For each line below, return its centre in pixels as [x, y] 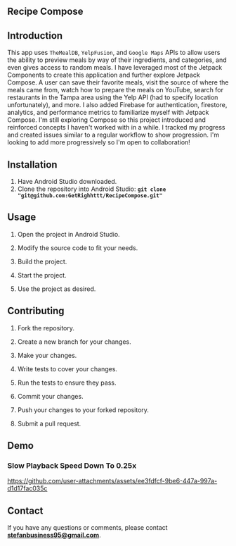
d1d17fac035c [27, 488]
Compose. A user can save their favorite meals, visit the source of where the [118, 82]
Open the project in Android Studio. [69, 234]
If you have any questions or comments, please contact [87, 528]
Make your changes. [47, 355]
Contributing [36, 311]
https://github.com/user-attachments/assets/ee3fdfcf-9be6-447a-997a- [112, 481]
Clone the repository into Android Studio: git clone [92, 189]
